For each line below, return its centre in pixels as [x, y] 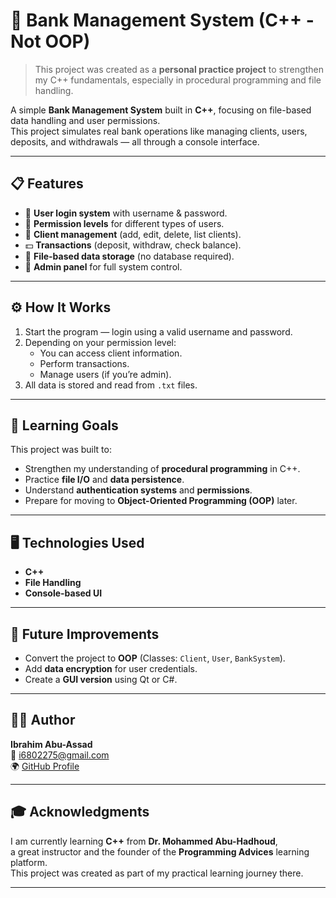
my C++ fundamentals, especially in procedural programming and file [178, 80]
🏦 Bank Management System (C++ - [162, 20]
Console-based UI [63, 593]
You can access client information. [111, 353]
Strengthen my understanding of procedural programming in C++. [162, 469]
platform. [29, 862]
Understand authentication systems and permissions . [138, 490]
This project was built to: [61, 450]
